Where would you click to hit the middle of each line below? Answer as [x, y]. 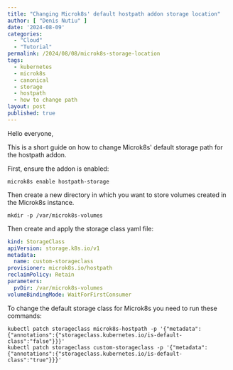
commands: [25, 316]
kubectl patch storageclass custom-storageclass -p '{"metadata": [108, 347]
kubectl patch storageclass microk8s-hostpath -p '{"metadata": [104, 329]
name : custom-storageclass [54, 261]
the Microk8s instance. [41, 202]
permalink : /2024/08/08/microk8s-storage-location [84, 54]
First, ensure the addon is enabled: [58, 169]
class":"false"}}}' [36, 341]
